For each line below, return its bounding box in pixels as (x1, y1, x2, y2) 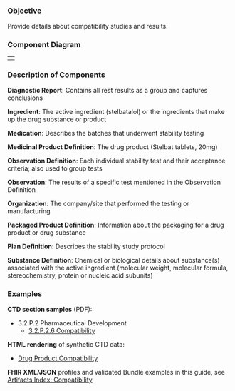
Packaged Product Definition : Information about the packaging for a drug (7, 220, 224, 229)
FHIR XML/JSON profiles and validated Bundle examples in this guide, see (7, 368, 226, 377)
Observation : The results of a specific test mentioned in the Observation (7, 178, 221, 186)
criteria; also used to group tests (7, 163, 103, 173)
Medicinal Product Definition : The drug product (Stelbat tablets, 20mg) (7, 142, 219, 151)
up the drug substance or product (7, 115, 107, 123)
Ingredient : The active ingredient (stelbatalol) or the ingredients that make (7, 107, 226, 116)
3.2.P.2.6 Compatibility (28, 327, 95, 335)
